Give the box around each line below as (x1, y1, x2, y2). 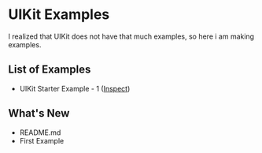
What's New (8, 106, 70, 120)
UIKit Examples (8, 6, 110, 24)
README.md (19, 128, 61, 137)
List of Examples (8, 63, 91, 76)
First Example (19, 136, 65, 145)
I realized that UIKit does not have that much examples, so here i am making (8, 32, 254, 41)
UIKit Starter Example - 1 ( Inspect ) (19, 84, 131, 93)
